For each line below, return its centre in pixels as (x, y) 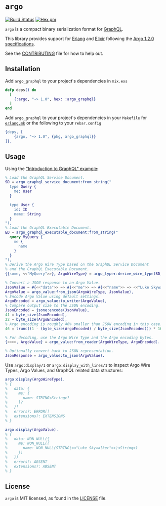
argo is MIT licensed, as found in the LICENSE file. (56, 498)
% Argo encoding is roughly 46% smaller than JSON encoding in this (77, 324)
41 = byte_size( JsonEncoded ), (36, 315)
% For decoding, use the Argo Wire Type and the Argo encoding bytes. (79, 337)
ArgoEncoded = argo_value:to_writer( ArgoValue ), (56, 301)
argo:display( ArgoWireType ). (35, 379)
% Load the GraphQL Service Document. (45, 177)
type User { (22, 205)
